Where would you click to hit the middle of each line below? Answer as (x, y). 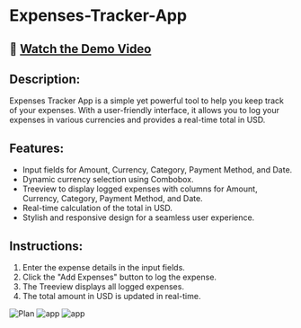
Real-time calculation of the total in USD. (97, 208)
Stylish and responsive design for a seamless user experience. (138, 217)
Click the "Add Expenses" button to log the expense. (120, 277)
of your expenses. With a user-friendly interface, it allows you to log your (145, 111)
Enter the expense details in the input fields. (104, 268)
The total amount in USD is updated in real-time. (111, 297)
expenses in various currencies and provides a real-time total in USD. (137, 120)
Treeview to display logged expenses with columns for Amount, (140, 189)
